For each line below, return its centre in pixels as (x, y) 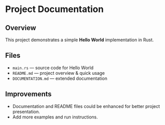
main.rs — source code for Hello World (53, 68)
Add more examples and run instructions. (55, 117)
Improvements (28, 94)
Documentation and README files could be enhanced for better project (86, 106)
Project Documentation (54, 9)
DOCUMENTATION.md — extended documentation (60, 78)
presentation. (26, 111)
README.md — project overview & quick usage (59, 73)
